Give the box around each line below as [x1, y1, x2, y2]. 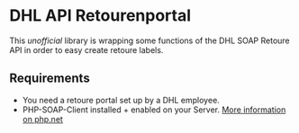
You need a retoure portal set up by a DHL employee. [22, 94, 221, 105]
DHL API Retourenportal [9, 5, 192, 26]
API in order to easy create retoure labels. [9, 44, 164, 55]
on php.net [22, 113, 63, 124]
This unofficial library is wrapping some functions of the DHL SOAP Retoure [9, 35, 290, 46]
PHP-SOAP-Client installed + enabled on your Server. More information [22, 104, 286, 115]
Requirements [9, 71, 90, 86]
